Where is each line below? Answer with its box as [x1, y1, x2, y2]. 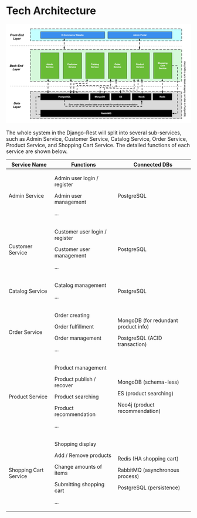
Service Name [11, 161, 47, 168]
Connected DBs [133, 161, 173, 168]
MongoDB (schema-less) [117, 378, 179, 385]
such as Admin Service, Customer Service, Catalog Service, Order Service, [6, 136, 188, 143]
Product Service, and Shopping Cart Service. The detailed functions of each [6, 142, 191, 149]
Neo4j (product [117, 401, 155, 408]
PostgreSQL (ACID [117, 334, 162, 341]
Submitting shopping [55, 481, 105, 488]
